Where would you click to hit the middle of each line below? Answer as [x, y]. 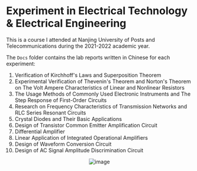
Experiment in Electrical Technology [97, 11]
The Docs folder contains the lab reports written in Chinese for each [88, 57]
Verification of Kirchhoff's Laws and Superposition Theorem [88, 75]
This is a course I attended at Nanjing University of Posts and [81, 40]
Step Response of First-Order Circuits [61, 100]
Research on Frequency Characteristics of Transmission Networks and [101, 106]
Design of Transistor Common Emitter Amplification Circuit [86, 125]
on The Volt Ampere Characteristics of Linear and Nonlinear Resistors [100, 87]
